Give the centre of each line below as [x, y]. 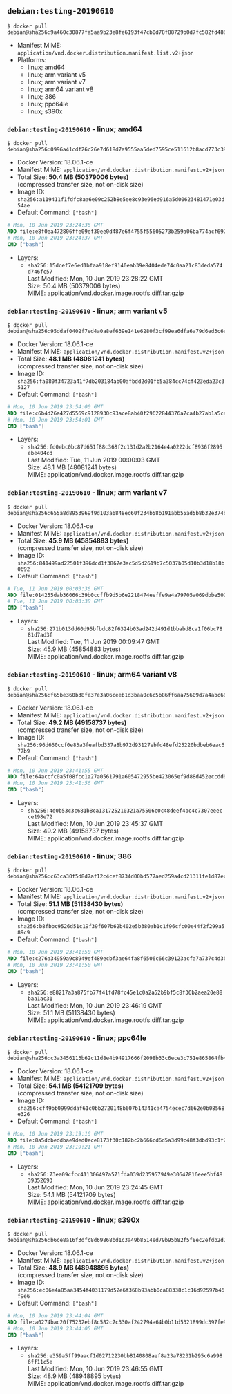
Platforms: [32, 59]
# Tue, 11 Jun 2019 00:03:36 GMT [55, 588]
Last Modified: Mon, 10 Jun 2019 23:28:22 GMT [95, 278]
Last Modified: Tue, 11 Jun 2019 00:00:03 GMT [94, 460]
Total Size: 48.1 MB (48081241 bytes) [71, 359]
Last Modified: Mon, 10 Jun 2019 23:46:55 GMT [95, 1369]
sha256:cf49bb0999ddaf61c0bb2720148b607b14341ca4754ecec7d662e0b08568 [121, 1109]
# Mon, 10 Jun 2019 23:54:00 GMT [55, 407]
